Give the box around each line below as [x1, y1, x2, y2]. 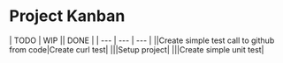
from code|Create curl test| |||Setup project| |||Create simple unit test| [9, 44, 264, 54]
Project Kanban [9, 6, 126, 26]
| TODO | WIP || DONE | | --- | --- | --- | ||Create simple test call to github [9, 35, 275, 45]
